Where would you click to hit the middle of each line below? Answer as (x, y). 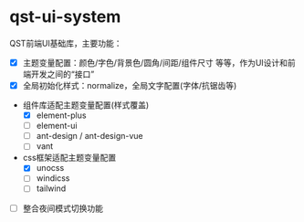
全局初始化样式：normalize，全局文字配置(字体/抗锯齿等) (130, 85)
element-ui (57, 126)
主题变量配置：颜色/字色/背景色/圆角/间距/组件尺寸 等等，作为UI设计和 (155, 62)
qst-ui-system (65, 17)
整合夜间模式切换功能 (63, 208)
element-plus (61, 115)
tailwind (51, 188)
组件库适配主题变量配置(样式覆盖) (86, 105)
